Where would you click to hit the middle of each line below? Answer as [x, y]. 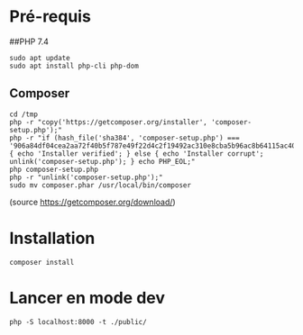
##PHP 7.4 [29, 41]
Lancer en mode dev [87, 298]
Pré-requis [50, 17]
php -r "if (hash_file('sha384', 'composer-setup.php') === [125, 138]
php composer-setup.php [54, 169]
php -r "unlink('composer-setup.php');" [87, 177]
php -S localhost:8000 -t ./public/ [78, 321]
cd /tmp [24, 114]
